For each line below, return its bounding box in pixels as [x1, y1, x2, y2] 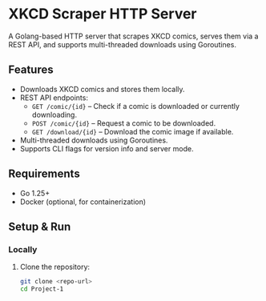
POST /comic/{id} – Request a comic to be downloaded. [31, 118, 216, 128]
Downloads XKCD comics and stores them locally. [19, 84, 186, 94]
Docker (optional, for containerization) [19, 197, 147, 207]
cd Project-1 [19, 285, 64, 293]
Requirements [8, 167, 80, 181]
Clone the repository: [19, 262, 91, 272]
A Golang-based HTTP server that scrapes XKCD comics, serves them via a [8, 31, 259, 41]
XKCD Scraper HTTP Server [8, 5, 197, 23]
